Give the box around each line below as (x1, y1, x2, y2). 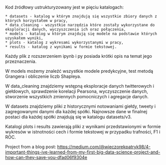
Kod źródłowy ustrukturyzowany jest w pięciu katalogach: (5, 4, 124, 10)
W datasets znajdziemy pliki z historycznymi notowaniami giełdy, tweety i (5, 103, 156, 109)
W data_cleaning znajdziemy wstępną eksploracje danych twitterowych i (5, 83, 155, 89)
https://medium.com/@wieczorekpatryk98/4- (57, 144, 151, 150)
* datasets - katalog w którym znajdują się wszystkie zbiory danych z (5, 14, 157, 19)
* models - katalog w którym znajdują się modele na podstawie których (5, 31, 157, 36)
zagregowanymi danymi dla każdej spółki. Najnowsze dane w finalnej (5, 109, 148, 114)
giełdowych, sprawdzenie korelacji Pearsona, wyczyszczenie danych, (5, 88, 148, 94)
